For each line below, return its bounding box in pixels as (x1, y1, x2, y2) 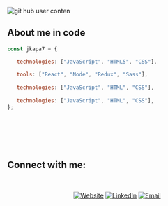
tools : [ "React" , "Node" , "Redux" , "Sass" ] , (16, 71, 148, 78)
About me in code (7, 27, 86, 39)
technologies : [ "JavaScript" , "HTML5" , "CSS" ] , (16, 58, 158, 65)
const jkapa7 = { (7, 46, 58, 53)
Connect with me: (7, 159, 86, 171)
